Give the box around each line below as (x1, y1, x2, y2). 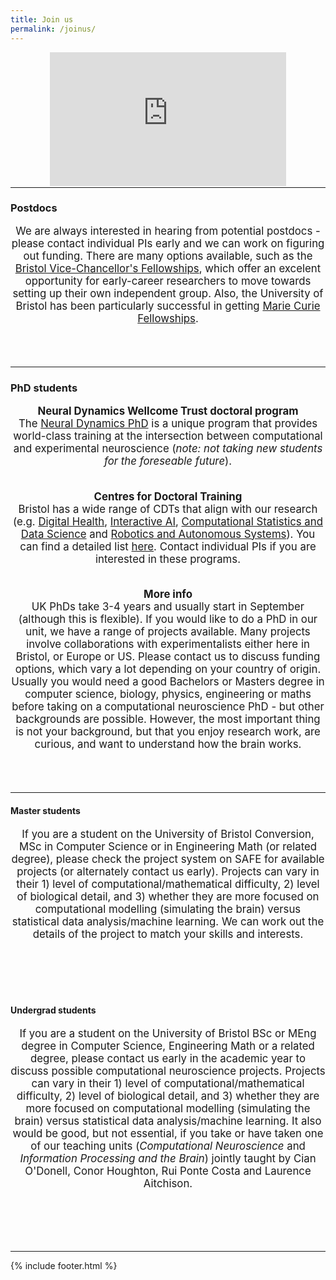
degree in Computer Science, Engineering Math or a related (21, 1039, 315, 1053)
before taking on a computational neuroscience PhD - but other (11, 700, 325, 714)
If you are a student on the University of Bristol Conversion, (21, 827, 315, 841)
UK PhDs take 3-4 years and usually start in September (31, 600, 305, 614)
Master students (10, 805, 81, 817)
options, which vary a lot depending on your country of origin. (14, 662, 322, 676)
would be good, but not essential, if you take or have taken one (12, 1127, 324, 1141)
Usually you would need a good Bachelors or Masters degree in (11, 675, 325, 689)
